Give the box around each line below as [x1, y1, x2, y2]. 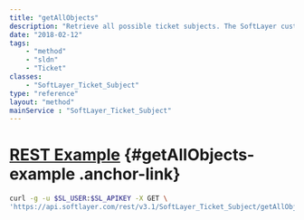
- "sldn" [25, 55, 59, 64]
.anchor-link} [78, 164, 181, 185]
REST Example [9, 145, 120, 166]
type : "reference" [9, 89, 79, 98]
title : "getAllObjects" [9, 13, 100, 23]
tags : [9, 38, 30, 48]
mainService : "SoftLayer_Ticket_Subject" [9, 106, 172, 115]
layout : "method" [9, 97, 75, 107]
